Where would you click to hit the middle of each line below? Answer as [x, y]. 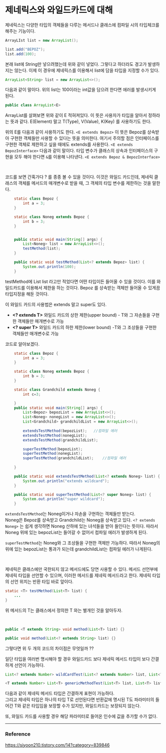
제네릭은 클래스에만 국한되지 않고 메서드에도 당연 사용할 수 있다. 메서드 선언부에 [82, 569]
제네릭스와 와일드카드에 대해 [59, 10]
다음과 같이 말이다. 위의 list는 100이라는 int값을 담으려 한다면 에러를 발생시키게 [81, 90]
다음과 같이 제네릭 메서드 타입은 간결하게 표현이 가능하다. [60, 694]
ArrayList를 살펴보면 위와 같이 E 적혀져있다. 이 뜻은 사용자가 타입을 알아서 [76, 115]
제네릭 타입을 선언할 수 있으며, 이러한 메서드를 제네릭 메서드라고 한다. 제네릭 [78, 576]
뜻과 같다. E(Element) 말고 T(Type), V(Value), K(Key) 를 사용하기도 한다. [81, 121]
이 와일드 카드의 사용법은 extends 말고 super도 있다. [56, 304]
